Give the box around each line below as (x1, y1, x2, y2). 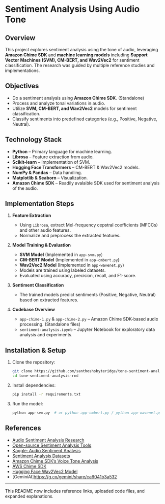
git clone (12, 369, 33, 374)
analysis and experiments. (19, 332, 73, 338)
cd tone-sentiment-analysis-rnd (12, 373, 79, 378)
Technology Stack (5, 136, 62, 144)
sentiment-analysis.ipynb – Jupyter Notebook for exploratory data (19, 326, 155, 332)
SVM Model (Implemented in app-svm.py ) (19, 252, 103, 257)
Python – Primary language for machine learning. (12, 148, 112, 154)
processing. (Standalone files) (19, 322, 81, 327)
